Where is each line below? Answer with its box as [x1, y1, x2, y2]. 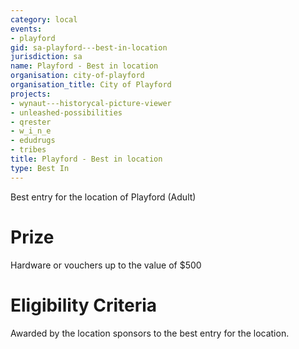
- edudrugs [10, 136, 56, 146]
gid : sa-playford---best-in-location [10, 42, 168, 53]
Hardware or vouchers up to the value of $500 [10, 259, 202, 271]
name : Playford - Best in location [10, 61, 159, 71]
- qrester [10, 117, 52, 127]
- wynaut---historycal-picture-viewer [10, 98, 172, 108]
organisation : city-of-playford [10, 71, 145, 81]
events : [10, 24, 43, 34]
